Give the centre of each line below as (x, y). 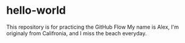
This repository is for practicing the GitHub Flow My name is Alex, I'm (93, 27)
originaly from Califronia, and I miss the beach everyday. (76, 33)
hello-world (36, 10)
